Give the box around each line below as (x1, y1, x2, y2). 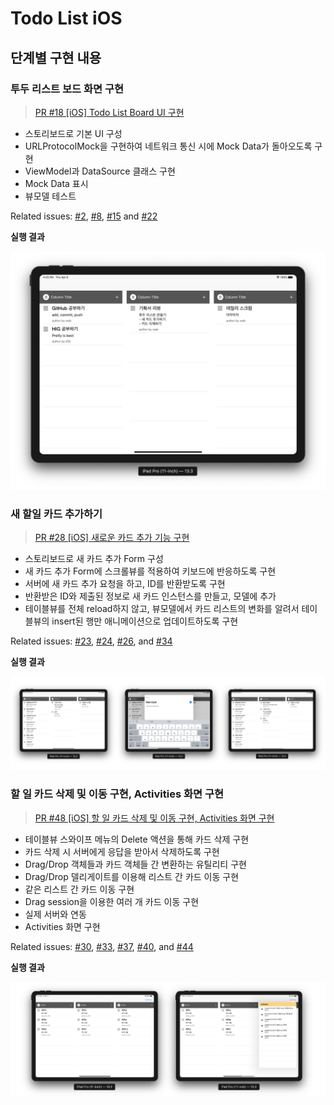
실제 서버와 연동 (24, 908, 87, 920)
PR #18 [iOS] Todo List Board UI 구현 (34, 106, 185, 118)
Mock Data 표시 (24, 177, 89, 189)
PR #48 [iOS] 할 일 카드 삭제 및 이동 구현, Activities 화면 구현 (34, 812, 275, 824)
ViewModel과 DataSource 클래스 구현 (24, 165, 176, 177)
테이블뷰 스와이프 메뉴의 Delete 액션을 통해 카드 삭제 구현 (24, 833, 250, 845)
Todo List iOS (10, 7, 123, 30)
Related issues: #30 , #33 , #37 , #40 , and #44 (10, 940, 194, 952)
